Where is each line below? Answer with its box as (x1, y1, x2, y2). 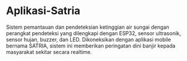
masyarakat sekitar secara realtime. (6, 48, 92, 55)
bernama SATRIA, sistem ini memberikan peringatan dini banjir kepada (6, 42, 176, 49)
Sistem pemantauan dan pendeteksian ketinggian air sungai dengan (6, 23, 169, 30)
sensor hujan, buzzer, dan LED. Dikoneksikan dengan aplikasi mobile (6, 36, 171, 43)
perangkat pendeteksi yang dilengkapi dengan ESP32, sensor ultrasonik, (6, 29, 181, 36)
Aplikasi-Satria (6, 4, 81, 18)
